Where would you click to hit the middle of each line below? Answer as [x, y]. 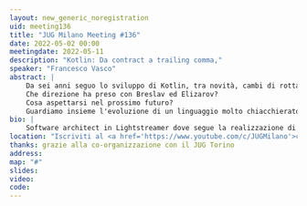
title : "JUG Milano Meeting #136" [75, 35]
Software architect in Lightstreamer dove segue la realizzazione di [161, 129]
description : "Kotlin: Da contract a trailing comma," [116, 60]
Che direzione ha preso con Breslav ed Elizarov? [122, 94]
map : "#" [26, 162]
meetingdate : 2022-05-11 [57, 52]
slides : [24, 170]
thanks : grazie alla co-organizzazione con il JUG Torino [122, 145]
